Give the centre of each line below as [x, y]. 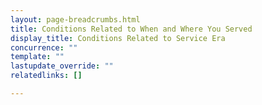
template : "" [37, 57]
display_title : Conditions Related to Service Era [118, 38]
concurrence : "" [44, 47]
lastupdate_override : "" [62, 66]
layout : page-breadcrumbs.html [75, 19]
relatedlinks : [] [46, 76]
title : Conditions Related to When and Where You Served [131, 29]
